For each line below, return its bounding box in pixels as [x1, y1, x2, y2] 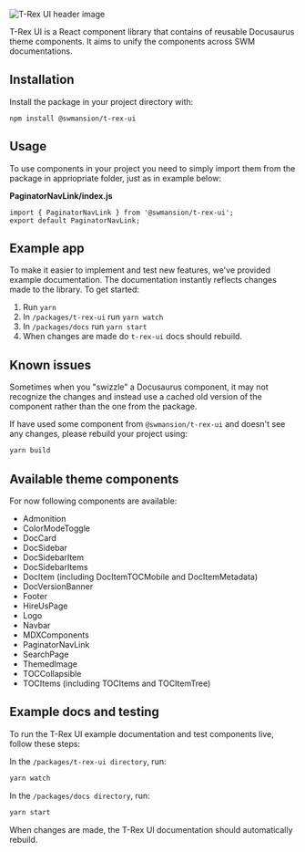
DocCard [22, 532, 56, 543]
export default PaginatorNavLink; [9, 215, 141, 225]
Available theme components [9, 471, 179, 487]
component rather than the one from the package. [9, 401, 198, 412]
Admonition [22, 513, 66, 524]
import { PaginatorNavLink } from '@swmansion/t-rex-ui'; [9, 208, 234, 217]
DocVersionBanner [22, 580, 94, 592]
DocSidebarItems [22, 561, 88, 572]
